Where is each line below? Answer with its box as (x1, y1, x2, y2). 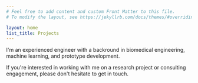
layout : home (6, 25, 38, 31)
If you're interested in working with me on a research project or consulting (6, 64, 186, 71)
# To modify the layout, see (6, 14, 78, 20)
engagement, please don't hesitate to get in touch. (6, 70, 128, 77)
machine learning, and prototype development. (6, 52, 120, 59)
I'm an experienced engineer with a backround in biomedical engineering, (6, 47, 186, 54)
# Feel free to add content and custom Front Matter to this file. (6, 8, 176, 15)
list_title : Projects (6, 30, 60, 36)
